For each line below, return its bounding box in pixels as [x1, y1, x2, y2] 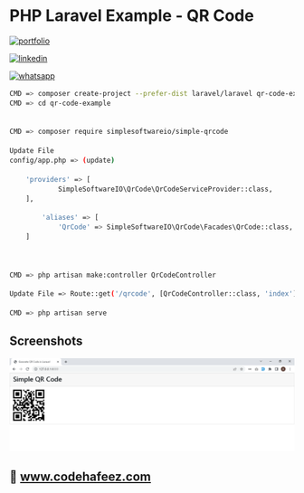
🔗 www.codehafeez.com [9, 469, 151, 484]
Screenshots [9, 334, 83, 349]
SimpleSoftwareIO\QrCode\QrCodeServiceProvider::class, [57, 185, 273, 194]
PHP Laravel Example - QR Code [9, 5, 255, 26]
